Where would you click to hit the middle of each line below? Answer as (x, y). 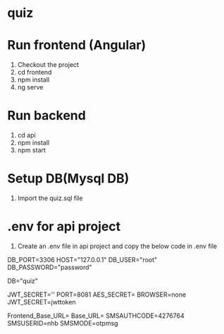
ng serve (30, 87)
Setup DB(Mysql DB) (68, 179)
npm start (31, 150)
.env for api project (64, 227)
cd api (27, 135)
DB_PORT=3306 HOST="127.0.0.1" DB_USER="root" (82, 259)
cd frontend (35, 73)
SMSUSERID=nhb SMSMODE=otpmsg (63, 323)
